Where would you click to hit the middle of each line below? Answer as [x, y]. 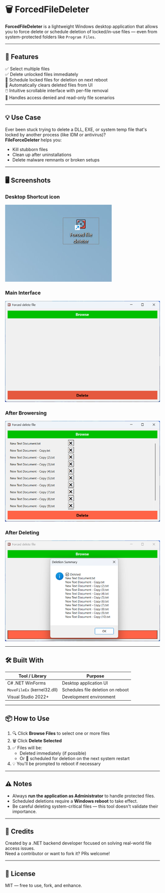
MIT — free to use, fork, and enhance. [44, 886]
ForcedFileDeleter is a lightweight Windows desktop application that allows [82, 26]
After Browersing [26, 413]
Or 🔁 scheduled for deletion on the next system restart [75, 758]
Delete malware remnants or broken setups [56, 159]
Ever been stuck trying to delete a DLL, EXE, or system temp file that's [76, 129]
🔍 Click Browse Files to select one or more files [61, 733]
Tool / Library [32, 676]
